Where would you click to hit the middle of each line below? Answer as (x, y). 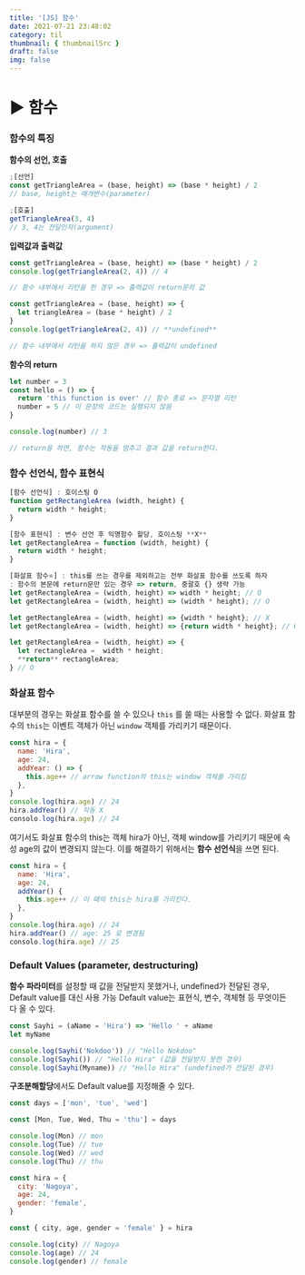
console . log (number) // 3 (58, 432)
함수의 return (34, 364)
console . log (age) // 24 (54, 1253)
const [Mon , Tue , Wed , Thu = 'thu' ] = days (93, 1120)
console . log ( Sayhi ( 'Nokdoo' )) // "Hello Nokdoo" (103, 1051)
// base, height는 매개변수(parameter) (80, 194)
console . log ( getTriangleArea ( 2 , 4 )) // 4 (89, 272)
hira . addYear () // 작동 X (57, 810)
